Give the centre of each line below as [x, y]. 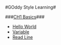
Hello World [24, 26]
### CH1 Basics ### [25, 17]
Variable [21, 32]
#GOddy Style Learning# [30, 7]
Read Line [23, 37]
